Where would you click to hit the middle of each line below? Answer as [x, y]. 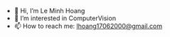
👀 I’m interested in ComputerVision [65, 18]
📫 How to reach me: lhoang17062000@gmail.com [88, 26]
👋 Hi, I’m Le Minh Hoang [49, 11]
